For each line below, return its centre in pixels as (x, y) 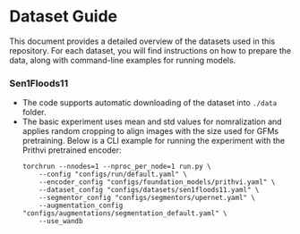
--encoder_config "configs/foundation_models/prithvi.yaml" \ (157, 182)
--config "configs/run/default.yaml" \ (113, 175)
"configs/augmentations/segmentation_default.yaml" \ (124, 213)
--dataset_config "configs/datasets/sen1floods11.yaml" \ (149, 190)
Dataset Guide (64, 17)
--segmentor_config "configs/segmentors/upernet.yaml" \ (147, 198)
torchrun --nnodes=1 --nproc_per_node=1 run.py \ (117, 167)
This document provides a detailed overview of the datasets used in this (142, 41)
